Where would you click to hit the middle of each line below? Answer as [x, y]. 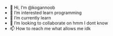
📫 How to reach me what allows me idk [50, 28]
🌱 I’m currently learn [30, 18]
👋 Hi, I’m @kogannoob [32, 8]
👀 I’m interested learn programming [46, 13]
